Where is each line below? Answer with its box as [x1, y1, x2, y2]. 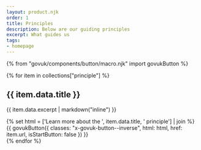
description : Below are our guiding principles [6, 26, 131, 32]
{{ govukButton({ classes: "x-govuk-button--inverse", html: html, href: [6, 124, 183, 132]
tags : [6, 37, 20, 43]
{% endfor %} [6, 137, 42, 144]
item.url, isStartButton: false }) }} [6, 130, 89, 138]
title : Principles [6, 20, 53, 26]
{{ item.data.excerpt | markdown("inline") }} [6, 105, 116, 113]
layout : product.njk [6, 9, 59, 15]
